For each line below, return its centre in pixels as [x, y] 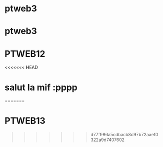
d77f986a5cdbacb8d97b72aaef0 [124, 135]
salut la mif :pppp [41, 87]
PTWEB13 [25, 121]
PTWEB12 [25, 54]
